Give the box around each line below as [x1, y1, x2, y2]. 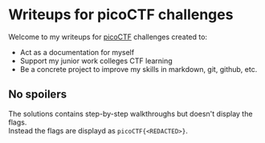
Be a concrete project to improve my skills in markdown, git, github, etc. [19, 64, 258, 73]
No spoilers [8, 88, 67, 101]
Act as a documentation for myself [19, 47, 135, 57]
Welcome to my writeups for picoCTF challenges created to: [8, 32, 207, 42]
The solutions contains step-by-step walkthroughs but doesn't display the [8, 109, 253, 118]
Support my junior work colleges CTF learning [19, 56, 173, 66]
